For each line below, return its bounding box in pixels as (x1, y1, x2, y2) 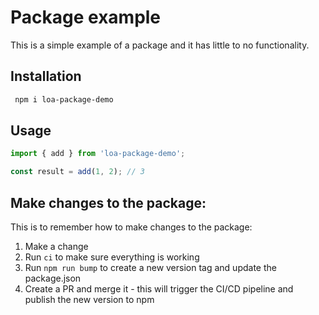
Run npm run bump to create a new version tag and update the (24, 262, 277, 273)
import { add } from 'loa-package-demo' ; (10, 149, 186, 159)
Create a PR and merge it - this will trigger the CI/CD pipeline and (24, 283, 294, 295)
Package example (10, 6, 162, 29)
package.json (24, 272, 82, 284)
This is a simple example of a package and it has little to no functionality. (10, 39, 310, 51)
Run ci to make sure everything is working (24, 251, 200, 263)
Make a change (24, 241, 89, 252)
